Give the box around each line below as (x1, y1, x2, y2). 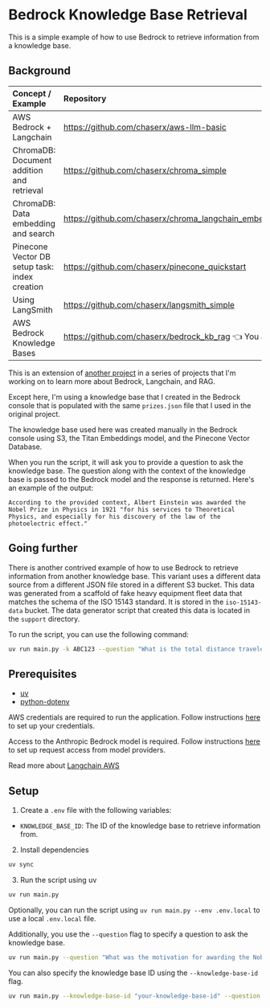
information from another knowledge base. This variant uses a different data (8, 571, 261, 581)
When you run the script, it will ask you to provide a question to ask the (8, 457, 243, 467)
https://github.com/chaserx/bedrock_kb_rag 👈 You (63, 331, 260, 342)
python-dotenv (19, 697, 70, 707)
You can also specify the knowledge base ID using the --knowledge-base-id (8, 968, 259, 977)
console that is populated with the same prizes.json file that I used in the (8, 400, 252, 410)
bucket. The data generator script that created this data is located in (24, 605, 251, 615)
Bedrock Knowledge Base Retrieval (8, 6, 247, 24)
